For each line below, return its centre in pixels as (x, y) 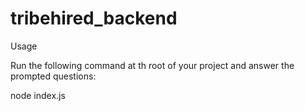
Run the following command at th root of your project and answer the (152, 65)
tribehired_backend (94, 18)
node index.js (38, 95)
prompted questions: (53, 76)
